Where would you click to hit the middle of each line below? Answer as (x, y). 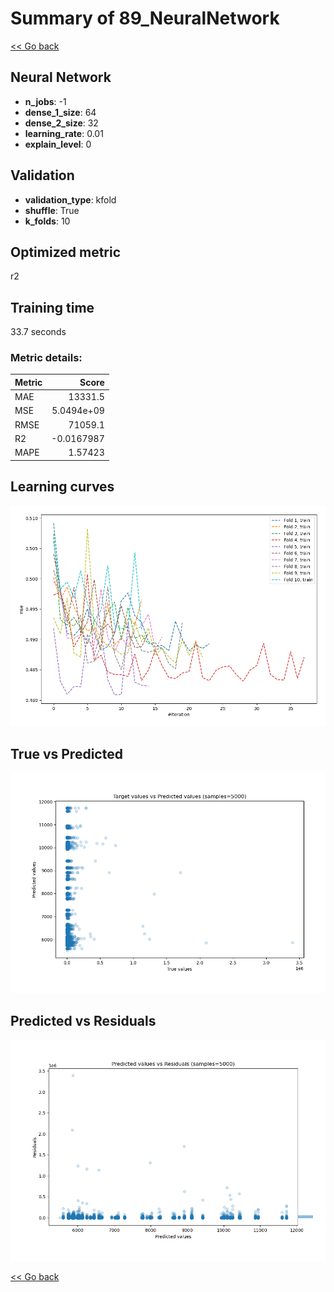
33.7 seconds (38, 332)
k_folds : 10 (47, 221)
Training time (52, 307)
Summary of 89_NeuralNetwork (145, 18)
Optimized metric (66, 252)
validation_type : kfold (70, 199)
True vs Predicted (66, 753)
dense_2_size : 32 (61, 123)
